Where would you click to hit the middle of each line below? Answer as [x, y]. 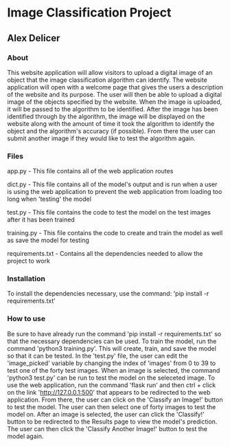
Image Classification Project [89, 13]
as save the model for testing [48, 240]
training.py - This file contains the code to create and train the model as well [115, 233]
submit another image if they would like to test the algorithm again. [101, 138]
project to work [28, 261]
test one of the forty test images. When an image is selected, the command [114, 370]
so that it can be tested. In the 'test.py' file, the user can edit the [97, 356]
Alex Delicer [34, 38]
